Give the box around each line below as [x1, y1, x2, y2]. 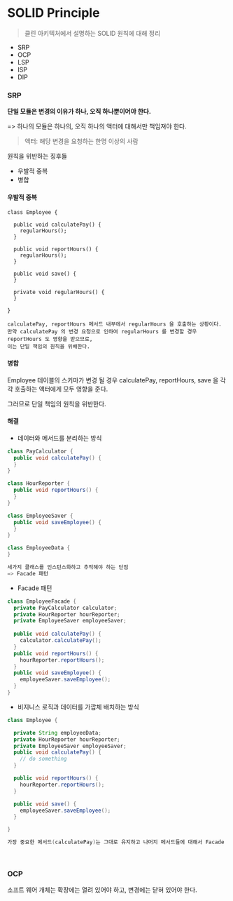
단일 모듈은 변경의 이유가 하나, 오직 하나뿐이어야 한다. [7, 107, 152, 116]
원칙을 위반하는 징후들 [7, 152, 68, 161]
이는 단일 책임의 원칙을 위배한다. [7, 343, 90, 350]
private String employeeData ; [13, 729, 101, 736]
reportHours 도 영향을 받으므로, [7, 335, 93, 343]
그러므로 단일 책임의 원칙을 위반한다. [7, 399, 106, 408]
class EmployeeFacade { [7, 598, 77, 605]
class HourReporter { [7, 480, 71, 487]
